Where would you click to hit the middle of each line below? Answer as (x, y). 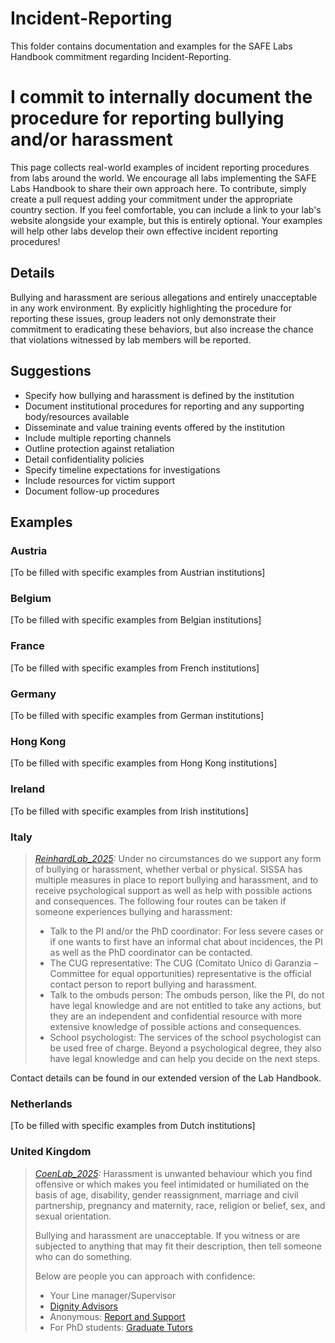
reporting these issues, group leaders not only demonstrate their (143, 318)
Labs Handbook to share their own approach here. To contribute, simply (158, 188)
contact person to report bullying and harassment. (153, 984)
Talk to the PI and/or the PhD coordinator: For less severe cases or (186, 931)
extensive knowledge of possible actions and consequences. (175, 1026)
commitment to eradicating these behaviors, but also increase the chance (162, 329)
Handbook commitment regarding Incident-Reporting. (121, 56)
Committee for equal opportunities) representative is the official (180, 973)
